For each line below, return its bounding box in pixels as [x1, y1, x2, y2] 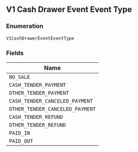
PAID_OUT [9, 137, 33, 144]
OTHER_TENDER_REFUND [9, 122, 66, 128]
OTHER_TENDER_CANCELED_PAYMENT [9, 105, 96, 112]
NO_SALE [9, 73, 30, 80]
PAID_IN [9, 129, 30, 136]
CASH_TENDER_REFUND [9, 114, 63, 120]
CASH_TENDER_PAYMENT [9, 82, 66, 88]
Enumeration [6, 22, 44, 30]
